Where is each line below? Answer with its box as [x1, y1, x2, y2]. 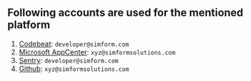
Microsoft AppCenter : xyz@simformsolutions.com [18, 47, 176, 57]
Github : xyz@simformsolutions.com [18, 64, 130, 73]
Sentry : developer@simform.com [18, 55, 119, 65]
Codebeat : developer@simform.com [18, 39, 129, 48]
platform [7, 19, 50, 32]
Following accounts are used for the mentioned [7, 6, 244, 19]
